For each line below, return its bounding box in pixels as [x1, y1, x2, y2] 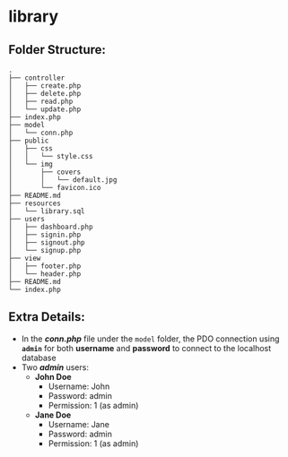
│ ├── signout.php [8, 238, 86, 247]
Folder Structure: [8, 42, 107, 57]
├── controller [8, 73, 65, 82]
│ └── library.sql [8, 207, 86, 216]
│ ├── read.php [8, 97, 74, 106]
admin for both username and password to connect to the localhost [21, 342, 272, 353]
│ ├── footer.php [8, 262, 82, 271]
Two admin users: [21, 361, 89, 373]
